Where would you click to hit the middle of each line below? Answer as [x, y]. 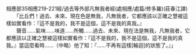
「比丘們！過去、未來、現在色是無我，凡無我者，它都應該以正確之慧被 [99, 16]
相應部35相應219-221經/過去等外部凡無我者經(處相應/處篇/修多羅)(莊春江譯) [97, 9]
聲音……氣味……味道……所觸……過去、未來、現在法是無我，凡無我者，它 [103, 31]
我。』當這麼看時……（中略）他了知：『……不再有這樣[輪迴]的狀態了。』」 [91, 45]
